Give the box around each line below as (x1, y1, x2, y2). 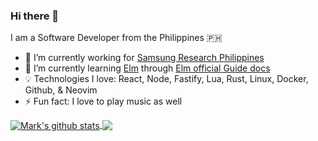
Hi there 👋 (10, 9, 60, 23)
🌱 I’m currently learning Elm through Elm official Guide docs (24, 62, 271, 74)
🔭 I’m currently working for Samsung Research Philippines (24, 52, 265, 64)
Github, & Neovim (24, 84, 98, 96)
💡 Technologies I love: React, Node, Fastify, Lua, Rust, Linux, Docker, (24, 73, 309, 85)
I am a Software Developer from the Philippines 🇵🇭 (10, 32, 223, 44)
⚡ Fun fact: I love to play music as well (24, 95, 183, 108)
